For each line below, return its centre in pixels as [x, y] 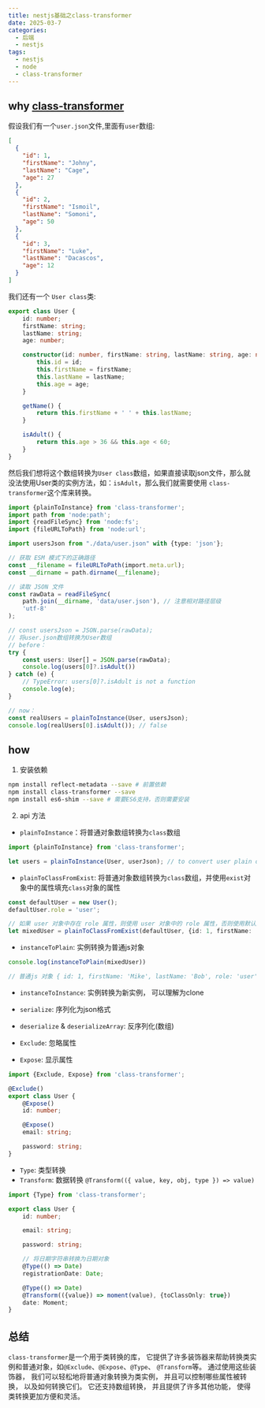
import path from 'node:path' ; [60, 515]
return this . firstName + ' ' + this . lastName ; [114, 413]
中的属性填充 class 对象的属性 [73, 887]
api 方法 [32, 815]
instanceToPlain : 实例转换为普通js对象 [82, 947]
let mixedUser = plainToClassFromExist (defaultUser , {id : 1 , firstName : [130, 932]
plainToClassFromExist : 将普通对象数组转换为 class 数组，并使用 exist [132, 877]
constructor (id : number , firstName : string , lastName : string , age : [137, 355]
